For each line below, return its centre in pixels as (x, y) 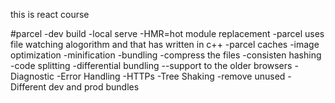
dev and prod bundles (94, 87)
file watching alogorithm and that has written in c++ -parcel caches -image (165, 44)
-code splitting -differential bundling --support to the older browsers (151, 65)
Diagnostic (32, 76)
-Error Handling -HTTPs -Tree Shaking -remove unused (171, 76)
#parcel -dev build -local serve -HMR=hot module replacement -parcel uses (167, 33)
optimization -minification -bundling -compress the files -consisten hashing (166, 55)
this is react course (50, 14)
